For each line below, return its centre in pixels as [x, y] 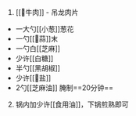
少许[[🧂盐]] [33, 78]
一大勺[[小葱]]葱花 [45, 29]
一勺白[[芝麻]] [38, 49]
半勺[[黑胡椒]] [38, 68]
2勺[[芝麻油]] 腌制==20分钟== [64, 88]
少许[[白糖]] [34, 58]
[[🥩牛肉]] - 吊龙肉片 [47, 12]
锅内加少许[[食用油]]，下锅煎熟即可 [72, 104]
